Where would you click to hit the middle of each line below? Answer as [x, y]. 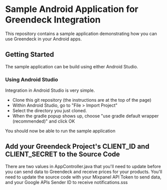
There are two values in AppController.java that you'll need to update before [83, 166]
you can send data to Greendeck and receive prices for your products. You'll [84, 172]
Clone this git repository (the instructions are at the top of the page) [82, 100]
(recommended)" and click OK [44, 121]
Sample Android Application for [72, 9]
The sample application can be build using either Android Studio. [72, 66]
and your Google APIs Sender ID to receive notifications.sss [67, 182]
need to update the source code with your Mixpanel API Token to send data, [83, 177]
